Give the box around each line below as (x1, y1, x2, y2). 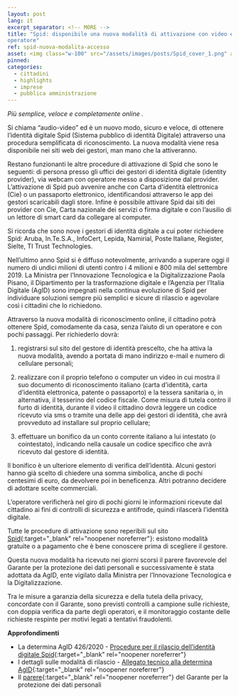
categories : (7, 63, 43, 71)
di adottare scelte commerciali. (7, 484, 98, 493)
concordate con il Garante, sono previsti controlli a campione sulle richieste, (7, 600, 230, 608)
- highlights (14, 76, 53, 84)
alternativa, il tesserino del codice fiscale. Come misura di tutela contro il (17, 396, 231, 404)
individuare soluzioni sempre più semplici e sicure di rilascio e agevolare (7, 294, 219, 302)
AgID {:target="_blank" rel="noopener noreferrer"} (17, 665, 165, 674)
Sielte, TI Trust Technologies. (7, 242, 93, 250)
